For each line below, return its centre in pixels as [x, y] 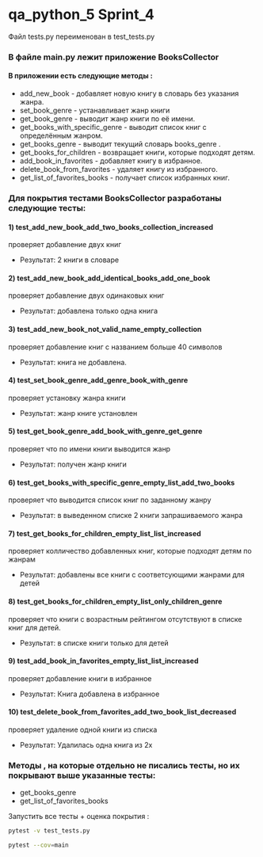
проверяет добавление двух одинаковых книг [86, 295]
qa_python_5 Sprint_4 [81, 15]
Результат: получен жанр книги [73, 464]
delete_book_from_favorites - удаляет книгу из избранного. [118, 169]
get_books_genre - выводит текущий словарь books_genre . [120, 144]
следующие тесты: [47, 208]
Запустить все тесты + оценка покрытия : [79, 817]
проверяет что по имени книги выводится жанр [90, 449]
